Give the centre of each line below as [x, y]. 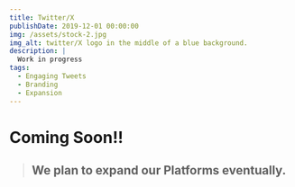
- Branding [38, 85]
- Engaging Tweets [52, 76]
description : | [38, 51]
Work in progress [50, 59]
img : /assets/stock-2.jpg [58, 34]
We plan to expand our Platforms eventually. [159, 170]
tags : [19, 68]
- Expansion [40, 93]
